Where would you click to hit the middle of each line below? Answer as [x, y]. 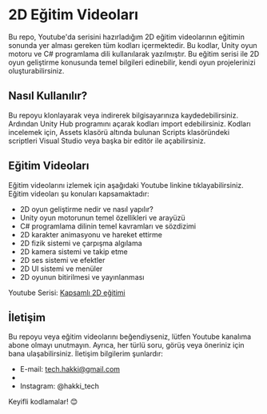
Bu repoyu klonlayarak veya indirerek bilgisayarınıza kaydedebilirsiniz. [123, 115]
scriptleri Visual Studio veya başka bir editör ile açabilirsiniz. [107, 141]
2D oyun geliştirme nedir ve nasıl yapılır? [86, 209]
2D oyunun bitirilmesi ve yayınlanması [82, 277]
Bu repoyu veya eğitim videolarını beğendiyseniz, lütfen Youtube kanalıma [130, 336]
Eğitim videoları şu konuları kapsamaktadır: [79, 193]
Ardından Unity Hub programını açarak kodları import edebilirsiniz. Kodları [130, 123]
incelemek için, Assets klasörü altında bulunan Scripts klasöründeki [119, 132]
